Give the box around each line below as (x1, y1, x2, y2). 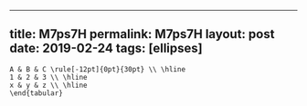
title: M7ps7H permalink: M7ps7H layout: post (9, 26, 275, 42)
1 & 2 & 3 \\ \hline (9, 72, 89, 82)
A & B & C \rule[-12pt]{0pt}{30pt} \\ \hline (9, 64, 185, 73)
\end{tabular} (9, 88, 64, 98)
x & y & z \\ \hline (9, 81, 89, 90)
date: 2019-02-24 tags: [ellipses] (9, 41, 203, 56)
